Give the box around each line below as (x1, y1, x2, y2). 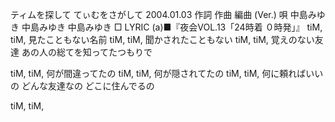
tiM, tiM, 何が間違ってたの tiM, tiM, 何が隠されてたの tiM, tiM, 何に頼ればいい (10, 68, 324, 79)
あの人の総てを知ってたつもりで (21, 46, 153, 58)
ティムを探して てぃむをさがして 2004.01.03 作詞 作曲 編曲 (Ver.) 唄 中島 (10, 9, 308, 20)
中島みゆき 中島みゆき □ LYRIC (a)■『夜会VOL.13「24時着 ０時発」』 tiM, (21, 21, 323, 33)
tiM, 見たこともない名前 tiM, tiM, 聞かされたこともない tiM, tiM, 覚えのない (10, 34, 315, 45)
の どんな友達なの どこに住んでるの (10, 80, 155, 92)
